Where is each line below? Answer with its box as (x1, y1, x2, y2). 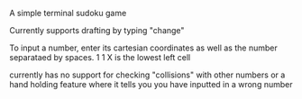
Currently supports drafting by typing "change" (9, 25, 185, 35)
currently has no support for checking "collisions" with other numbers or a (9, 69, 286, 80)
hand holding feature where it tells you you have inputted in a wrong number (9, 79, 293, 89)
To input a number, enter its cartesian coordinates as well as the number (9, 42, 278, 53)
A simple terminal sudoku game (9, 8, 127, 18)
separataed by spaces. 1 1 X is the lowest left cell (9, 52, 191, 62)
